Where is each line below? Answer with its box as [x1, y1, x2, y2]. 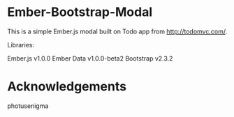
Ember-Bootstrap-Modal [7, 4, 152, 20]
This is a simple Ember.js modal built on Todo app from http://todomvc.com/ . [7, 27, 228, 36]
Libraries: [7, 40, 35, 49]
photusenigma [7, 102, 49, 110]
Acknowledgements [7, 79, 127, 95]
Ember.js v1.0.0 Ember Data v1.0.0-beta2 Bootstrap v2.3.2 [7, 54, 173, 63]
